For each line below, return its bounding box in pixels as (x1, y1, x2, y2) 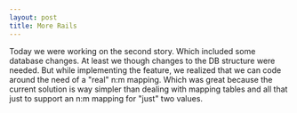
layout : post (9, 12, 58, 22)
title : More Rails (9, 21, 77, 30)
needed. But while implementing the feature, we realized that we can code (9, 64, 282, 76)
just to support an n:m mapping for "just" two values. (9, 93, 203, 103)
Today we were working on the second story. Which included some (9, 45, 256, 56)
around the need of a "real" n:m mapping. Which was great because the (9, 74, 273, 85)
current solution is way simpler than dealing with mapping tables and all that (9, 84, 288, 94)
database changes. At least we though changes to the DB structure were (9, 55, 276, 66)
